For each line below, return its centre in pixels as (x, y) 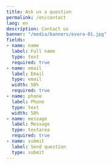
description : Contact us (38, 29)
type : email (27, 79)
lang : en (17, 23)
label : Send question (39, 147)
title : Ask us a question (39, 12)
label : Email (28, 74)
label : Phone (28, 102)
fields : (16, 40)
